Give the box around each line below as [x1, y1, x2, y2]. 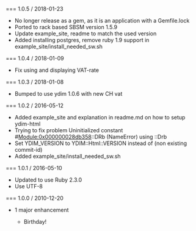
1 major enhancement [14, 207, 69, 213]
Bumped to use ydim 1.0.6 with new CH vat [14, 90, 123, 97]
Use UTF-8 [14, 183, 43, 190]
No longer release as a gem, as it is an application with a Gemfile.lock [14, 17, 190, 24]
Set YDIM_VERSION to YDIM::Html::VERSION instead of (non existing [14, 140, 187, 147]
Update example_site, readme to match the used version [14, 30, 157, 37]
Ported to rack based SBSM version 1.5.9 [14, 24, 118, 30]
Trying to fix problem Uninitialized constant [14, 127, 123, 133]
